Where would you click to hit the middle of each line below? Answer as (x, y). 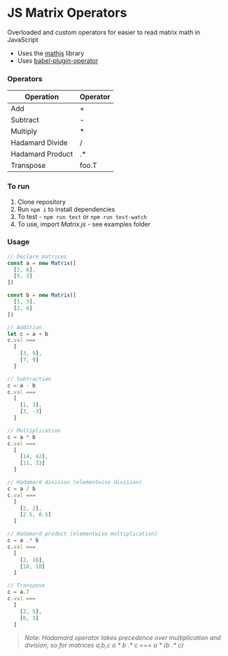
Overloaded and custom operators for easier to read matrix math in (104, 32)
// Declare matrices (37, 257)
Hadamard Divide (39, 143)
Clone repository (42, 201)
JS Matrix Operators (67, 13)
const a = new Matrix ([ (42, 263)
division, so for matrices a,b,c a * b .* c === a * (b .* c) (104, 646)
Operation (42, 97)
